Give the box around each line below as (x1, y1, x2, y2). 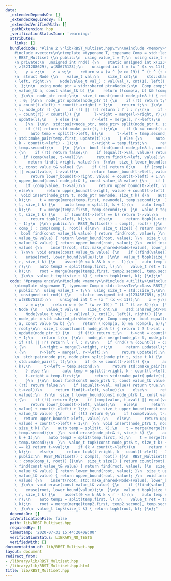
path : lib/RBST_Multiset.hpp (10, 521, 72, 526)
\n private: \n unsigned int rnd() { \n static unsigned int (14, 60, 152, 65)
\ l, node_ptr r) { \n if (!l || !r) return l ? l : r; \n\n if (14, 107, 163, 112)
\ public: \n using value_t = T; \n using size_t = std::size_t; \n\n (14, 288, 165, 293)
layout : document (5, 549, 42, 554)
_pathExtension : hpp (10, 27, 53, 32)
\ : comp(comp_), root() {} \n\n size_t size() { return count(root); (14, 459, 167, 464)
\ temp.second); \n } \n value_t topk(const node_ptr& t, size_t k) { (14, 440, 167, 445)
